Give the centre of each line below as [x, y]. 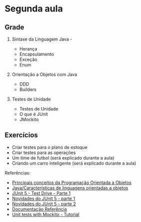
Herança [28, 49]
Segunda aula [34, 9]
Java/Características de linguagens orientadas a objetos [70, 187]
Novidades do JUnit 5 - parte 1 [43, 198]
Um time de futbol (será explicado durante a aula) [63, 157]
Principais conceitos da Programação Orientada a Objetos [72, 182]
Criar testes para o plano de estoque [50, 147]
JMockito [29, 119]
